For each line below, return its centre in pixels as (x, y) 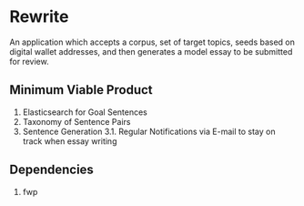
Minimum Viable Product (81, 90)
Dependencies (51, 170)
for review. (29, 61)
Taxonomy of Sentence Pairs (76, 121)
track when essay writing (70, 141)
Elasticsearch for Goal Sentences (85, 112)
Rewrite (39, 17)
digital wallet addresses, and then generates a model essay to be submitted (151, 51)
